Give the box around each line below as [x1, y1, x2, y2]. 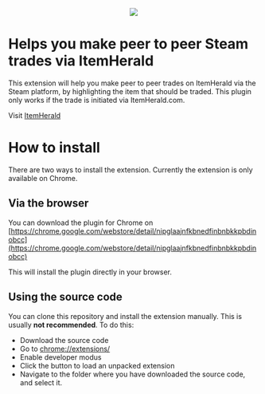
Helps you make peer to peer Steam [8, 35, 249, 53]
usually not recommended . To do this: [8, 320, 134, 329]
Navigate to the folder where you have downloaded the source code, [19, 369, 246, 379]
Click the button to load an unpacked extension [19, 361, 175, 370]
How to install [8, 139, 101, 157]
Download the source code [19, 335, 109, 345]
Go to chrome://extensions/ [19, 344, 111, 353]
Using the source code [8, 290, 123, 304]
